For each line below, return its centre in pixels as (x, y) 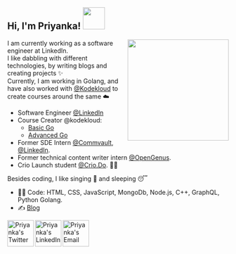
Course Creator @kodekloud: (60, 120)
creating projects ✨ (35, 73)
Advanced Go (48, 135)
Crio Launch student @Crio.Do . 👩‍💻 (67, 165)
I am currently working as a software (60, 43)
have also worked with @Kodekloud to (63, 88)
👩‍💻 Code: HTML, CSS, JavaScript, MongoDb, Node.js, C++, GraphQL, (118, 192)
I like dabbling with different (47, 58)
